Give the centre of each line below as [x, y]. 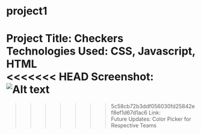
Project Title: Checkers [65, 39]
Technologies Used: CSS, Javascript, [101, 51]
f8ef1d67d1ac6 [129, 113]
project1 [27, 11]
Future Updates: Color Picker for [151, 119]
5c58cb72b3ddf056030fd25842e [153, 106]
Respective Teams [134, 126]
